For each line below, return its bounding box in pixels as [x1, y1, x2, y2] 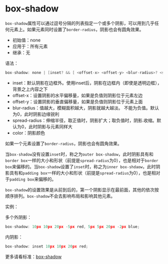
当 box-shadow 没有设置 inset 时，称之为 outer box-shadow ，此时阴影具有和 [5, 151, 153, 157]
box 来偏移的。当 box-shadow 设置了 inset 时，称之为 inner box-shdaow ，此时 [5, 163, 156, 169]
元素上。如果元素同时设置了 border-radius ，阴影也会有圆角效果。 [9, 26, 144, 32]
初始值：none [12, 37, 41, 43]
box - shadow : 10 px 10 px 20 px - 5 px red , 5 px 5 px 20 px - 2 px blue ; [5, 224, 140, 229]
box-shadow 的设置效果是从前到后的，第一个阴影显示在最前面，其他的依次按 [5, 186, 159, 192]
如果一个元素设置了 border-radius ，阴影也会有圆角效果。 [5, 140, 122, 146]
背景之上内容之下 [12, 86, 48, 92]
